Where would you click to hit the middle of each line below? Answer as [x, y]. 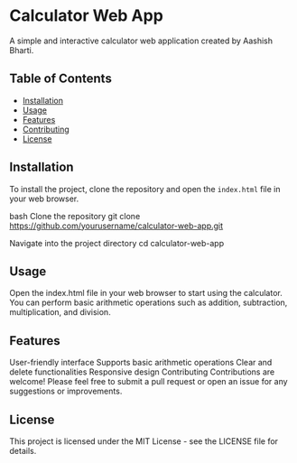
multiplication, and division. [60, 312]
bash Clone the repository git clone [75, 216]
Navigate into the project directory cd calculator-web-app [117, 243]
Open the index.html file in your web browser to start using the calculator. [146, 293]
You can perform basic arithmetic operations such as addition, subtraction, [148, 302]
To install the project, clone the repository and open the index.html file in [145, 189]
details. [23, 451]
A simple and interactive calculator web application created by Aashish [141, 41]
